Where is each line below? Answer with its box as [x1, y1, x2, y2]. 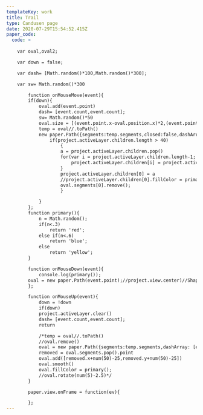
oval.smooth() [38, 361, 74, 367]
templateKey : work [6, 8, 53, 15]
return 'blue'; [49, 238, 88, 244]
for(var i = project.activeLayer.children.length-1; [60, 154, 196, 161]
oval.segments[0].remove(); [60, 182, 131, 188]
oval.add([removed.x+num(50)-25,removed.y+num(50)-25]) [38, 356, 182, 362]
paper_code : [6, 32, 36, 38]
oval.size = [38, 120, 69, 126]
